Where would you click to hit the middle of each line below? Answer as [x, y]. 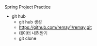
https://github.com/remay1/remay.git [55, 27]
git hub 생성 [30, 22]
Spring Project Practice [28, 7]
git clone [28, 38]
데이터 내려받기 [33, 33]
